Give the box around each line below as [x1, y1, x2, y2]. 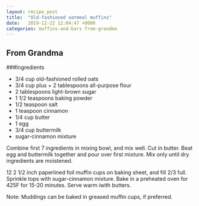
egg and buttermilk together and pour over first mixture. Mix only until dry [6, 151, 189, 158]
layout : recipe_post [6, 8, 58, 15]
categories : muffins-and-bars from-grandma [6, 25, 118, 32]
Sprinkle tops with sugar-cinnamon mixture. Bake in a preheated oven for [6, 175, 188, 183]
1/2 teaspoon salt [14, 101, 58, 108]
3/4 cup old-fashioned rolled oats [14, 76, 99, 83]
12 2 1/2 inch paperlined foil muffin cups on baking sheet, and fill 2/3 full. [6, 169, 187, 176]
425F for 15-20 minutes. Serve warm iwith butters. [6, 181, 131, 189]
